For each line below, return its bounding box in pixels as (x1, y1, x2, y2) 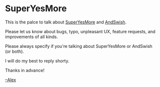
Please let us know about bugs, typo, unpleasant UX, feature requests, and (5, 28, 156, 34)
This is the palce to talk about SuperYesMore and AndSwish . (5, 19, 127, 25)
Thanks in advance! (5, 67, 45, 73)
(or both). (5, 48, 24, 54)
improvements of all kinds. (5, 34, 59, 40)
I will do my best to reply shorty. (5, 58, 70, 64)
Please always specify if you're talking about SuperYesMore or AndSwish (5, 43, 153, 49)
